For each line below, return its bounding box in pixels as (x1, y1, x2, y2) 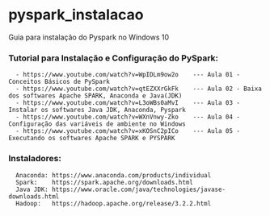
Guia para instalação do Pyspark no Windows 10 (8, 32, 170, 42)
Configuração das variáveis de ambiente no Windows (8, 120, 186, 128)
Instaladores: (8, 153, 62, 164)
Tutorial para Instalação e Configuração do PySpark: (8, 52, 219, 64)
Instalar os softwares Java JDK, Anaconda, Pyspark (8, 106, 186, 114)
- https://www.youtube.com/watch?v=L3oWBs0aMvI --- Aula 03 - (15, 99, 241, 107)
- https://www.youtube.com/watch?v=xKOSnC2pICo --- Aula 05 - (15, 127, 241, 135)
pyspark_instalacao (8, 6, 144, 24)
